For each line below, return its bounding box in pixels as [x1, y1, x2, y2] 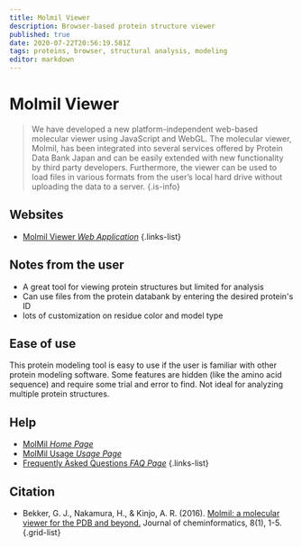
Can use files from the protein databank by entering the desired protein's [22, 290, 294, 302]
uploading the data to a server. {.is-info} [31, 181, 180, 192]
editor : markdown [9, 55, 75, 64]
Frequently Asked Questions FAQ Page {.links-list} [22, 458, 209, 469]
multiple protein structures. [9, 388, 110, 399]
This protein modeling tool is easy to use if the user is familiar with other [9, 360, 278, 370]
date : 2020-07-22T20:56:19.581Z [9, 38, 131, 48]
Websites [9, 207, 64, 223]
